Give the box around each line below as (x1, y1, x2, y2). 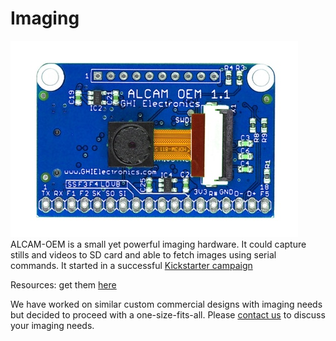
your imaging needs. (10, 319, 95, 331)
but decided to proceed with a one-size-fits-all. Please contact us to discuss (10, 308, 326, 321)
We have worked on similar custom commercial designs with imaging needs (10, 298, 323, 310)
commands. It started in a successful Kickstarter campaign (10, 259, 253, 271)
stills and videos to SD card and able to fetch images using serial (10, 248, 277, 261)
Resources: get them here (10, 278, 117, 291)
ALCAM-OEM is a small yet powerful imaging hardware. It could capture (10, 238, 307, 250)
